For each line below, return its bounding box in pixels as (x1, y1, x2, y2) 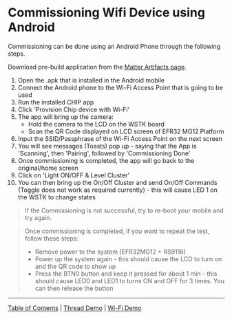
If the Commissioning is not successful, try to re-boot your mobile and (24, 206, 224, 214)
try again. (24, 213, 52, 221)
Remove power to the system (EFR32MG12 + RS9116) (34, 247, 187, 256)
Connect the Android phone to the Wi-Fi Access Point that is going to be (17, 83, 223, 91)
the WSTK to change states (17, 192, 96, 201)
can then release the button (34, 284, 114, 292)
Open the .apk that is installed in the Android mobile (17, 76, 165, 84)
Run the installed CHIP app (17, 98, 94, 106)
